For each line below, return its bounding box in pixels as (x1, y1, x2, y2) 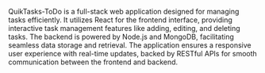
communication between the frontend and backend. (8, 57, 179, 67)
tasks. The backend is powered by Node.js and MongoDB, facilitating (8, 32, 234, 41)
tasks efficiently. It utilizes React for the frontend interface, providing (8, 15, 232, 25)
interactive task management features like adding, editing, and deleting (8, 24, 240, 33)
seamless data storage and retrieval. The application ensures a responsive (8, 40, 252, 50)
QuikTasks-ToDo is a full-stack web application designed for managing (8, 7, 240, 16)
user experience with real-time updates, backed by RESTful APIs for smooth (8, 49, 258, 58)
